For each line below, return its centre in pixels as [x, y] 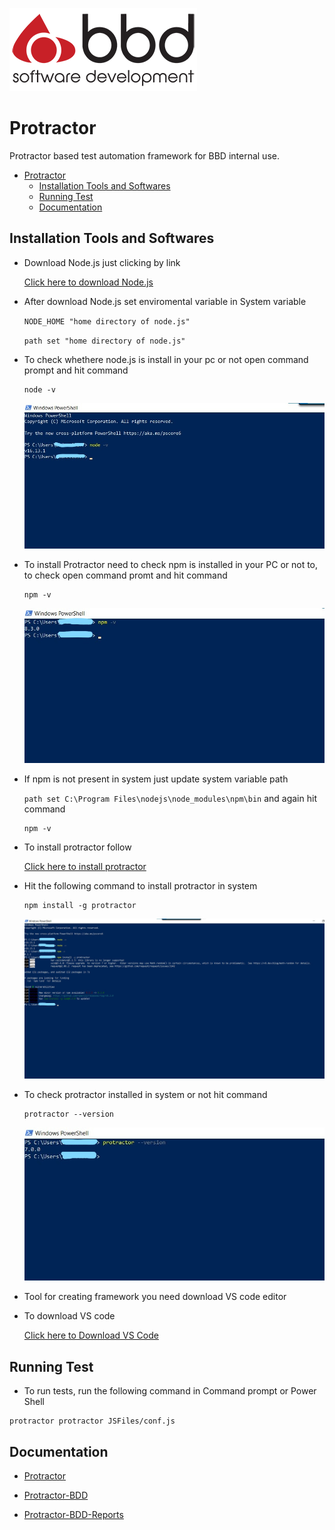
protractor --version [68, 1114]
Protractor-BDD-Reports [73, 1515]
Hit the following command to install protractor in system [140, 886]
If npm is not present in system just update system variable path [156, 779]
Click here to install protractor [85, 867]
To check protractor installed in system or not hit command [145, 1094]
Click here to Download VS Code [91, 1335]
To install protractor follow [77, 847]
